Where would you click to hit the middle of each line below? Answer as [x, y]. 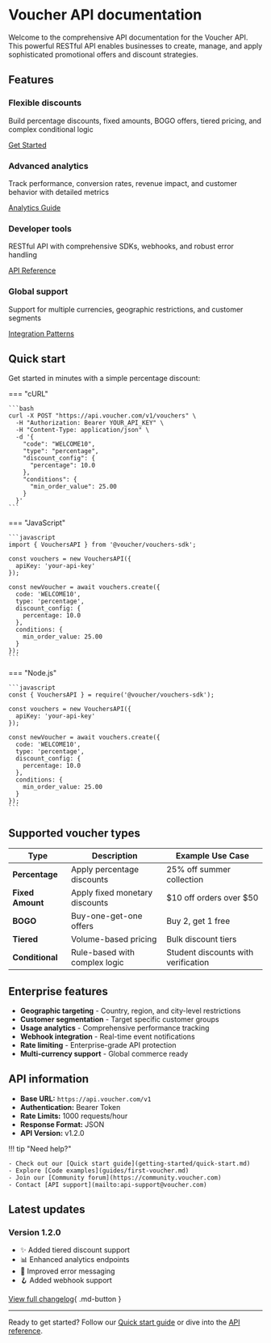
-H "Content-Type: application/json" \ [83, 430]
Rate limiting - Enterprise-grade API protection [98, 1044]
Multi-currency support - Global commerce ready [104, 1053]
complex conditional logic [51, 129]
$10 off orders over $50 [213, 898]
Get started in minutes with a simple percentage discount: [104, 379]
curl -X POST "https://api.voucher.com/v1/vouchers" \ [102, 416]
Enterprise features [58, 991]
